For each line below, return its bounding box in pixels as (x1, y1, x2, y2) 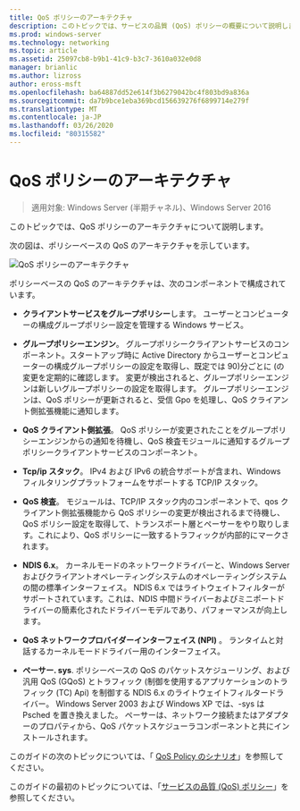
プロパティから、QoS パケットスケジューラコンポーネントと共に (37, 721, 274, 731)
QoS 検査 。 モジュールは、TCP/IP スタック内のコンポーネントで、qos (21, 495, 279, 506)
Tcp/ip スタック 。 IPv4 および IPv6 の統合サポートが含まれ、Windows (21, 466, 281, 477)
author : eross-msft (9, 80, 82, 89)
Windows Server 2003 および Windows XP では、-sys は (55, 698, 265, 709)
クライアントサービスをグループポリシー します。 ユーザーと (21, 308, 243, 318)
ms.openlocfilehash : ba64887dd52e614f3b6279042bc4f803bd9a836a (9, 88, 250, 97)
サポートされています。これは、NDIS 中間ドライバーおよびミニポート (21, 593, 278, 604)
